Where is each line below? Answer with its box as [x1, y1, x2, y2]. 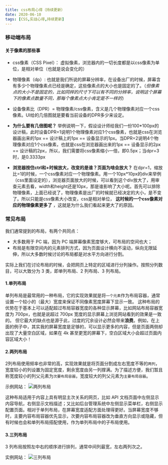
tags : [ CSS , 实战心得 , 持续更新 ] [5, 16, 64, 21]
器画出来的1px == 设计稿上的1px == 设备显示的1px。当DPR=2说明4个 [12, 135, 154, 141]
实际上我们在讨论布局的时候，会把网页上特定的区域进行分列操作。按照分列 [5, 261, 158, 267]
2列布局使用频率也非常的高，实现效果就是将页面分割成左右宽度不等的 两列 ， [5, 360, 160, 366]
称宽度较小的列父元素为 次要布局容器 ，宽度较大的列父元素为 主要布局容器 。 [5, 373, 151, 379]
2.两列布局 [5, 348, 27, 354]
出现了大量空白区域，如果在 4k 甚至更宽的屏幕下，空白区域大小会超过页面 [5, 330, 157, 335]
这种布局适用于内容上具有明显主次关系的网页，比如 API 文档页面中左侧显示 [5, 394, 159, 400]
